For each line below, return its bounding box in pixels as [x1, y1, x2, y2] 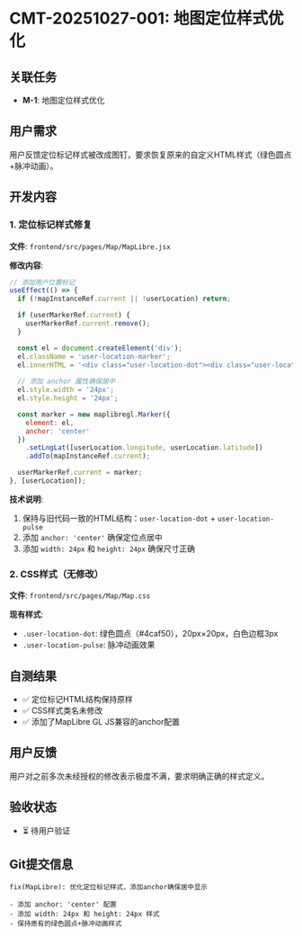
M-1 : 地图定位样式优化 [22, 95, 105, 105]
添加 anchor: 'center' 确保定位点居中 [22, 531, 164, 542]
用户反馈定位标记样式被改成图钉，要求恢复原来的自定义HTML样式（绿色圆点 [9, 149, 292, 160]
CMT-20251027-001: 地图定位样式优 [9, 8, 284, 29]
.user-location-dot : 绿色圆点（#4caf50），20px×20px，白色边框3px [22, 628, 279, 639]
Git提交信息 [9, 857, 74, 872]
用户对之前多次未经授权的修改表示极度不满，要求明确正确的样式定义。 [9, 771, 270, 781]
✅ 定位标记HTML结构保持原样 [22, 693, 133, 704]
